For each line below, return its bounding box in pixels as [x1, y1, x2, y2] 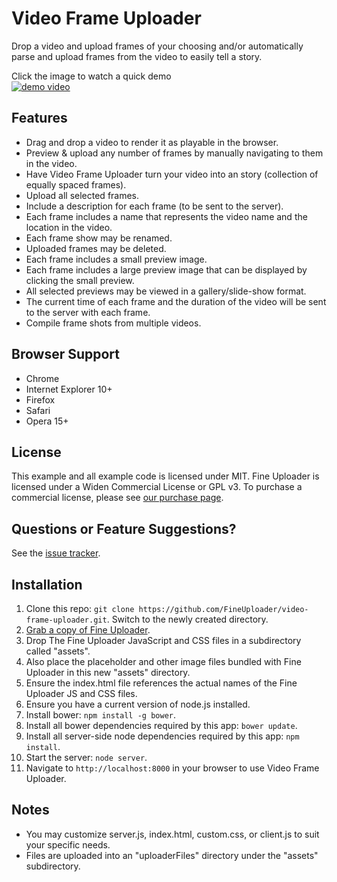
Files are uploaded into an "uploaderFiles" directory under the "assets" [25, 849, 319, 861]
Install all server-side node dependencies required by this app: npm [25, 730, 300, 742]
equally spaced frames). [25, 178, 127, 191]
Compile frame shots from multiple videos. [25, 317, 202, 329]
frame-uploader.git [25, 615, 108, 625]
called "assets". [25, 645, 91, 657]
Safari [25, 404, 51, 416]
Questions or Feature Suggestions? [11, 520, 237, 537]
